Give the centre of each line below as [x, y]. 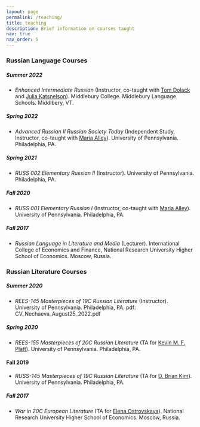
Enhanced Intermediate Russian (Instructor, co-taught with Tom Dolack [102, 90]
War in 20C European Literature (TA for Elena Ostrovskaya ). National [99, 411]
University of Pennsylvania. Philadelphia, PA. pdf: [75, 307]
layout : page [22, 12]
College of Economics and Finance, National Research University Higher [104, 250]
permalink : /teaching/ [34, 17]
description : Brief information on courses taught [70, 28]
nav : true [19, 34]
